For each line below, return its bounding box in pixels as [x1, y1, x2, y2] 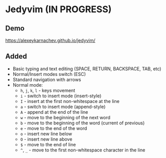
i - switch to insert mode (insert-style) [20, 93, 102, 99]
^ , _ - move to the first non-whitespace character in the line [20, 147, 146, 153]
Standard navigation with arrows [12, 76, 81, 83]
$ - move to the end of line [20, 141, 76, 147]
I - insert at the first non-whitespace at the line [20, 98, 120, 104]
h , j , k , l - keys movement [20, 87, 76, 93]
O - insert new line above [20, 136, 73, 142]
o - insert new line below [20, 130, 73, 137]
